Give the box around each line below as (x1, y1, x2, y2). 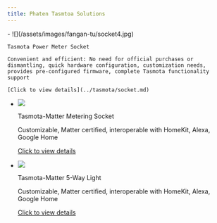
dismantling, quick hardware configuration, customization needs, (7, 61, 206, 69)
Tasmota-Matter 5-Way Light (17, 173, 101, 181)
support (7, 74, 30, 81)
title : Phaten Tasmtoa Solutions (7, 10, 106, 18)
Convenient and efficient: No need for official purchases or (7, 56, 194, 63)
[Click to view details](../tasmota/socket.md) (7, 86, 150, 94)
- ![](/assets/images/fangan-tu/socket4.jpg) (7, 30, 134, 38)
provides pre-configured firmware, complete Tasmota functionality (7, 68, 210, 75)
